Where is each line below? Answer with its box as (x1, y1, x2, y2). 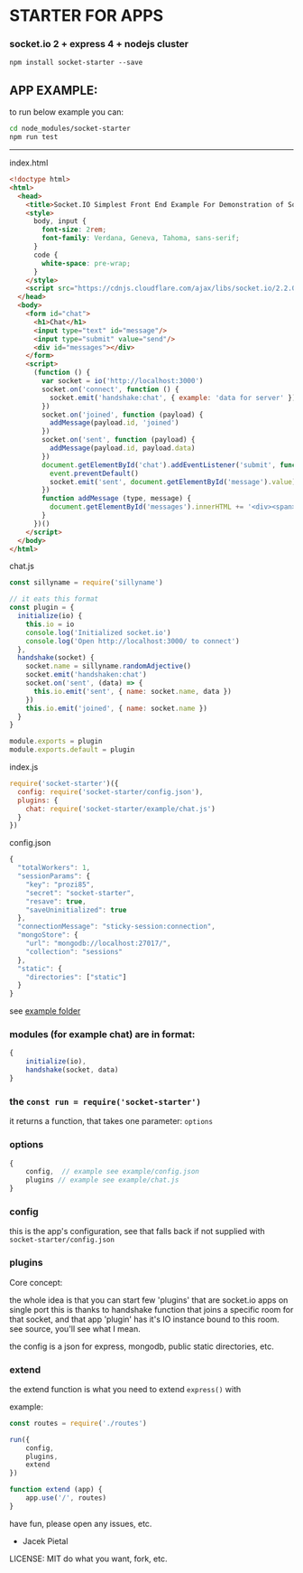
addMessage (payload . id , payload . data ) (49, 444, 196, 453)
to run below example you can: (9, 107, 124, 117)
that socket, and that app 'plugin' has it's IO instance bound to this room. (9, 1314, 280, 1325)
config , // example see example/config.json (25, 1167, 200, 1176)
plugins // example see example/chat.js (25, 1175, 179, 1184)
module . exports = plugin (9, 737, 103, 746)
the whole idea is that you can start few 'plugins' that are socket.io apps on (9, 1294, 289, 1306)
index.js (9, 762, 39, 772)
